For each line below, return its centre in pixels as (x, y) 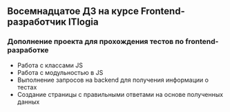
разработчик (37, 22)
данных (28, 102)
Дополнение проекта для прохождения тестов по (96, 42)
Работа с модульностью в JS (60, 72)
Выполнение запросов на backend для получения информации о (113, 80)
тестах (27, 87)
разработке (28, 50)
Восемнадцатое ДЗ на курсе (73, 11)
